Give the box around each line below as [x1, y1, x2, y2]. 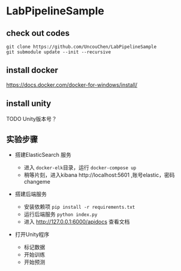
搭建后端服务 [14, 190, 47, 198]
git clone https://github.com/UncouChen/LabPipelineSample [6, 44, 157, 50]
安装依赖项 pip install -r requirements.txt [23, 203, 135, 211]
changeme [23, 178, 51, 185]
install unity [6, 99, 52, 109]
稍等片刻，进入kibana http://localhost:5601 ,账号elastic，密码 [23, 172, 175, 179]
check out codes [6, 28, 70, 38]
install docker [6, 65, 59, 75]
